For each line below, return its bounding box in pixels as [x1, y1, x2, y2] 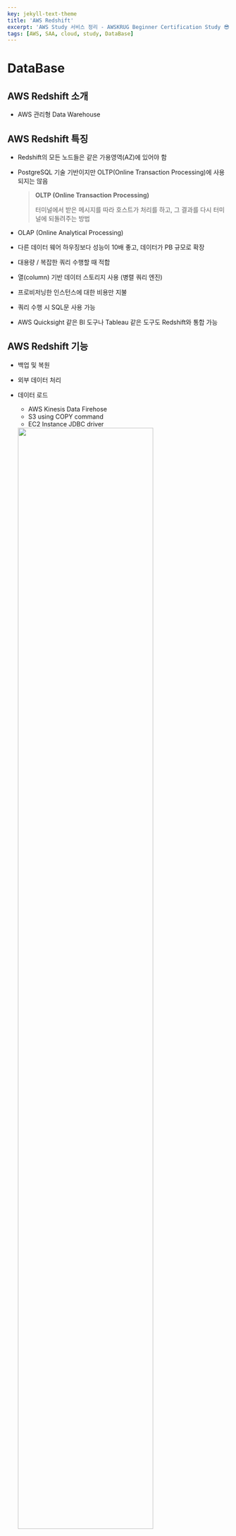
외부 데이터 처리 [17, 376, 61, 384]
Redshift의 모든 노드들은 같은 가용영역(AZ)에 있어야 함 [17, 153, 167, 162]
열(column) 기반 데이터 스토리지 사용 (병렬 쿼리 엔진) [17, 273, 163, 282]
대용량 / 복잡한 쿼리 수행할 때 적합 [17, 258, 111, 267]
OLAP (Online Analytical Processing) [17, 229, 124, 237]
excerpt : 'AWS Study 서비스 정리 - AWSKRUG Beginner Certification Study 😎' [7, 23, 232, 30]
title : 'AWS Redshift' [7, 17, 74, 24]
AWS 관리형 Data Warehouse [17, 110, 101, 119]
